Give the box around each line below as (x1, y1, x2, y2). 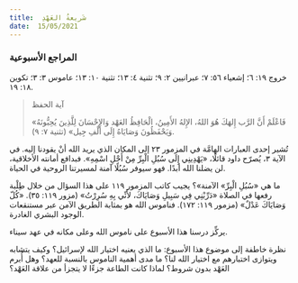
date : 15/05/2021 (9, 22, 78, 31)
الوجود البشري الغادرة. (9, 208, 85, 219)
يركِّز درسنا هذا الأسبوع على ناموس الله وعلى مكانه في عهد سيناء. (9, 226, 228, 237)
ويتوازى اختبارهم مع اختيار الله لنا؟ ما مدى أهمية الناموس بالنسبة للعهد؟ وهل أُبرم (9, 253, 277, 264)
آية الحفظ (31, 98, 65, 109)
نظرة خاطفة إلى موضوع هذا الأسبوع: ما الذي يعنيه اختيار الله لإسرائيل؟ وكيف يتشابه (9, 243, 286, 254)
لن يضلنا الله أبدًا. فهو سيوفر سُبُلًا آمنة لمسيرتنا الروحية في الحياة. (9, 162, 226, 173)
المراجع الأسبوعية (9, 51, 77, 64)
